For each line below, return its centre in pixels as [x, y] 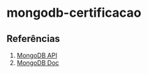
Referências [34, 39]
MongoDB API [37, 55]
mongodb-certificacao [74, 13]
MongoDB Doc [38, 63]
